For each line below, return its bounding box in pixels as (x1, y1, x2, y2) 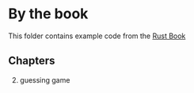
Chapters (8, 54, 55, 68)
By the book (8, 5, 89, 23)
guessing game (19, 75, 70, 84)
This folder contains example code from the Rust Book (8, 31, 186, 41)
